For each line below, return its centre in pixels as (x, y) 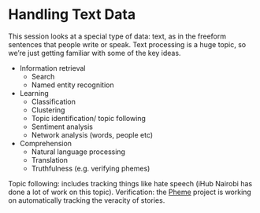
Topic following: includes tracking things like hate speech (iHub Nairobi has (130, 183)
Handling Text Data (72, 15)
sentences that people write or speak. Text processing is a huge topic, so (127, 44)
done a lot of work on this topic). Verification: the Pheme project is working (130, 192)
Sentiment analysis (62, 127)
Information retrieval (52, 68)
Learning (34, 93)
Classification (54, 101)
